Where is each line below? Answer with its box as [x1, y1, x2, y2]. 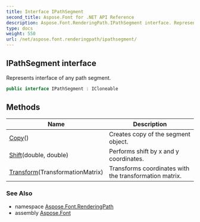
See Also [6, 189, 33, 198]
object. [109, 137, 129, 146]
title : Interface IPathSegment [6, 8, 84, 15]
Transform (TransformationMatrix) [9, 168, 104, 176]
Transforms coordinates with [109, 164, 189, 173]
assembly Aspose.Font [14, 209, 71, 216]
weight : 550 [6, 31, 36, 37]
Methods [6, 102, 40, 112]
